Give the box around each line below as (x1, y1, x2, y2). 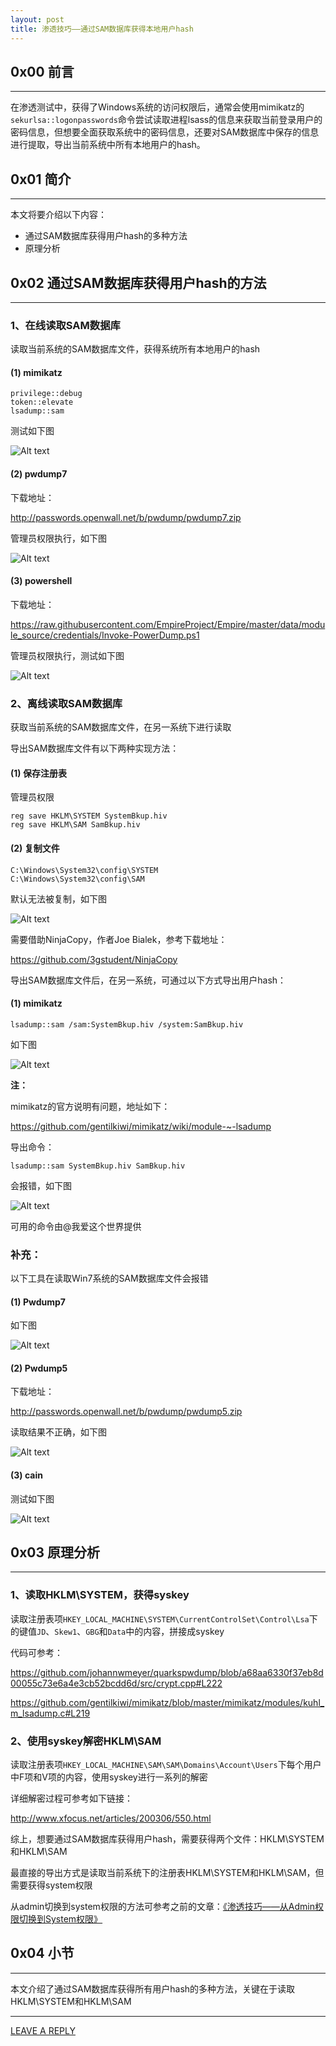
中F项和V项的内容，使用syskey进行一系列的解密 (10, 1771, 208, 1783)
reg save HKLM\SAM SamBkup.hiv (10, 820, 141, 830)
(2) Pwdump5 (10, 1362, 68, 1374)
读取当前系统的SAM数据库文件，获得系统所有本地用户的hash (10, 343, 261, 355)
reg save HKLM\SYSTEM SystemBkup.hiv (10, 811, 168, 821)
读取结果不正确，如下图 (10, 1426, 107, 1438)
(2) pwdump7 (10, 468, 68, 480)
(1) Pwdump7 (10, 1296, 66, 1308)
